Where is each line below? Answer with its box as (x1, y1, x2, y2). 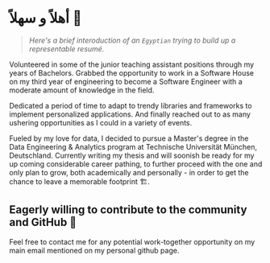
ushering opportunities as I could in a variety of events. (9, 117, 193, 127)
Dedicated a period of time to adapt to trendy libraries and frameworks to (9, 101, 252, 110)
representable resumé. (28, 43, 105, 53)
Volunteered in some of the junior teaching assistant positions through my (9, 60, 255, 69)
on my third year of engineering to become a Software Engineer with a (9, 76, 243, 86)
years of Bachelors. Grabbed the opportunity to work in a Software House (9, 68, 255, 77)
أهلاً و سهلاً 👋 (9, 9, 83, 27)
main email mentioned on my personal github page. (9, 245, 180, 255)
